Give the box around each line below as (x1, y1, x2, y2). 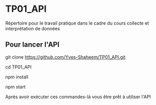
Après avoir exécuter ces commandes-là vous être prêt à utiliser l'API (5, 93, 151, 100)
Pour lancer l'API (5, 40, 60, 49)
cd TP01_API (5, 64, 32, 70)
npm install (5, 74, 29, 80)
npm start (5, 83, 26, 90)
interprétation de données (5, 25, 60, 31)
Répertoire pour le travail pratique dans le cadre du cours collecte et (5, 20, 149, 26)
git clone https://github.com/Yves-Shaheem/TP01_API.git (5, 54, 126, 60)
